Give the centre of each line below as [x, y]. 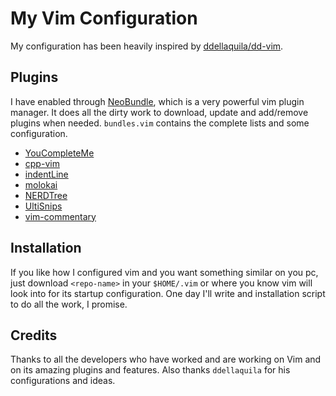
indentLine [46, 174]
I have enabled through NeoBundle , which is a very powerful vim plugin [157, 101]
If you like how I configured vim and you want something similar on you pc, [164, 272]
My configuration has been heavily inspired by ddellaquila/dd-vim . [147, 46]
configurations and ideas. [63, 381]
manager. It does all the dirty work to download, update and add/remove [159, 112]
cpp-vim [42, 163]
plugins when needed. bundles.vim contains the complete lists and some [160, 123]
